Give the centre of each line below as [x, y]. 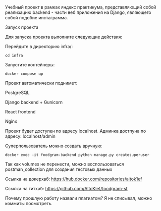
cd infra [14, 55]
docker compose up [24, 74]
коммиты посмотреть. [29, 203]
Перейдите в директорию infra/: [39, 46]
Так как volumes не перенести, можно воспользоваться [65, 164]
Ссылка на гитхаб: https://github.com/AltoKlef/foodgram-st [66, 188]
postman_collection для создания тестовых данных [59, 169]
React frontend [20, 112]
